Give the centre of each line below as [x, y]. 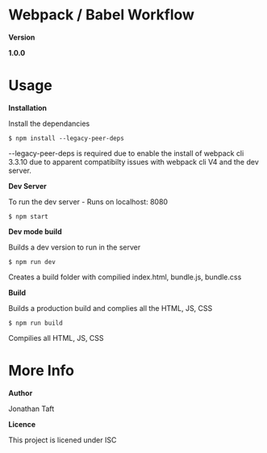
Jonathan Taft [31, 409]
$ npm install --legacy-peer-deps [67, 138]
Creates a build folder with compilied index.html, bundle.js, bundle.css [125, 277]
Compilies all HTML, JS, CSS [56, 338]
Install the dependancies [49, 124]
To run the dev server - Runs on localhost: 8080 [88, 201]
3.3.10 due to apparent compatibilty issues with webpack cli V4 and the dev [134, 161]
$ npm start [28, 216]
